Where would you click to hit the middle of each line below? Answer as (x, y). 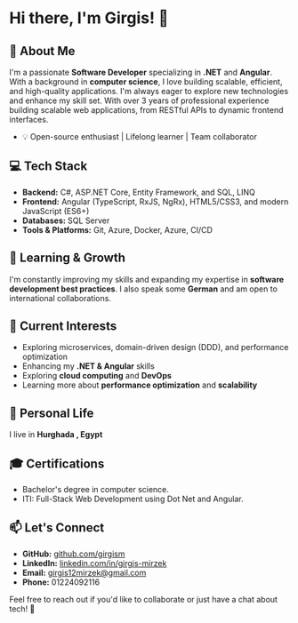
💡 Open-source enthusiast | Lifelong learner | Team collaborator (140, 136)
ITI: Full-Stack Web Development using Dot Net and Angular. (133, 499)
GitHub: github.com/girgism (73, 554)
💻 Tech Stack (48, 167)
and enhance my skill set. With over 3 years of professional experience (139, 100)
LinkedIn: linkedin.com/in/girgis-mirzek (94, 563)
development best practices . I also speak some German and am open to (144, 289)
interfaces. (29, 120)
